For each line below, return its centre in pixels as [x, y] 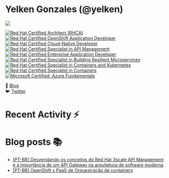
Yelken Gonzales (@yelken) [64, 9]
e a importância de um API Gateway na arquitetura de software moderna [88, 165]
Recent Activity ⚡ [42, 115]
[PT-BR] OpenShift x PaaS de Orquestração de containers [73, 170]
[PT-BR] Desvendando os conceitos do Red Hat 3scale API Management [88, 160]
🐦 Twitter [16, 91]
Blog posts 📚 [34, 142]
